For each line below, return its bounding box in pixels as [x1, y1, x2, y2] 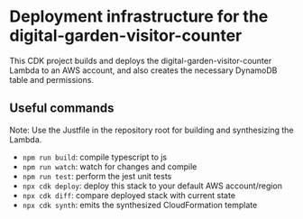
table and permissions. [9, 74, 95, 85]
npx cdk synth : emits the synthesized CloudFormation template [22, 199, 258, 210]
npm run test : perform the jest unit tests [22, 170, 172, 181]
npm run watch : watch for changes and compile [22, 160, 197, 172]
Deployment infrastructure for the [9, 6, 269, 27]
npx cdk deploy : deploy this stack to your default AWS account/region [22, 180, 282, 191]
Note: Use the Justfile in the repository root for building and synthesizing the [9, 124, 294, 135]
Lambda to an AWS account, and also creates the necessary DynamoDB [9, 65, 278, 76]
